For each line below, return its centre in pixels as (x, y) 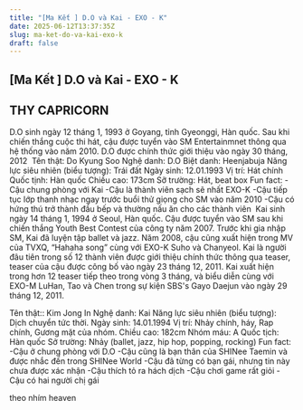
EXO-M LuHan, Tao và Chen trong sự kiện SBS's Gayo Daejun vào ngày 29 (148, 286)
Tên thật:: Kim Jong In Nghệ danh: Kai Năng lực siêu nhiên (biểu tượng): (143, 313)
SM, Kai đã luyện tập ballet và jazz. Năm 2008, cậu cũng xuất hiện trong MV (151, 238)
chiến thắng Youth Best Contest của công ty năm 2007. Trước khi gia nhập (148, 228)
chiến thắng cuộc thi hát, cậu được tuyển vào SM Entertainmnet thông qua (148, 142)
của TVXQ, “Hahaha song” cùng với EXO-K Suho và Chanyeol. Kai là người (148, 248)
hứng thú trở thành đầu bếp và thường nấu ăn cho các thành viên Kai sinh (147, 209)
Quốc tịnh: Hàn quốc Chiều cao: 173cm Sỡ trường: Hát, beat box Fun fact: (146, 180)
